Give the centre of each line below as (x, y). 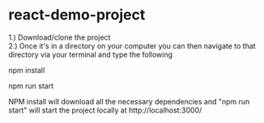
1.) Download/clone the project (60, 37)
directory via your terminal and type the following (90, 54)
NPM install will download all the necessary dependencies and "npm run (129, 101)
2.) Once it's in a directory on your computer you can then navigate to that (132, 45)
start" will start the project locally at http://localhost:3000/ (105, 110)
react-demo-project (77, 15)
